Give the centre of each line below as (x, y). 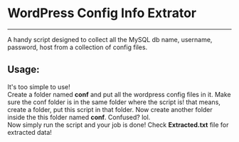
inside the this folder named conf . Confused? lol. (79, 117)
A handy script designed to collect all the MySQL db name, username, (110, 39)
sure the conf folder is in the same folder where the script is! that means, (114, 102)
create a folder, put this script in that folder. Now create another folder (110, 109)
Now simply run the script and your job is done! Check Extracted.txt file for (118, 125)
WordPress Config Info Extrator (102, 13)
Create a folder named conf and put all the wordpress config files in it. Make (119, 94)
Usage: (24, 70)
